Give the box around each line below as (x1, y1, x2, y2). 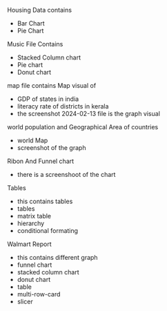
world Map (17, 136, 48, 144)
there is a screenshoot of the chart (17, 171, 116, 178)
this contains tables (17, 197, 73, 205)
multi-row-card (17, 290, 61, 298)
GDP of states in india (17, 95, 79, 103)
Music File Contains (7, 40, 63, 48)
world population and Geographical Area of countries (7, 123, 159, 131)
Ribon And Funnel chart (7, 157, 75, 165)
